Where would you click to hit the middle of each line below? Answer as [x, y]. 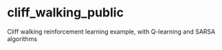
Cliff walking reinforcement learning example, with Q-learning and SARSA [111, 32]
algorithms [22, 38]
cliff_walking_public [65, 13]
